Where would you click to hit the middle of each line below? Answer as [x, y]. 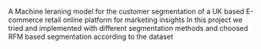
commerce [26, 20]
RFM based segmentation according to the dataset [91, 36]
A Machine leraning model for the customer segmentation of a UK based [127, 11]
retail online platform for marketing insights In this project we [144, 20]
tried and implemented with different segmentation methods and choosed [128, 28]
